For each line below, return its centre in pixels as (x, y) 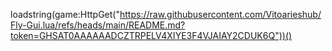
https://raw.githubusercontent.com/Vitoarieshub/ (220, 14)
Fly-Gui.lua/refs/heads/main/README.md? (98, 25)
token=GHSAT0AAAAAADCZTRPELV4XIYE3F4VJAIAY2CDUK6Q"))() (151, 35)
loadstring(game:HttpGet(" (65, 14)
